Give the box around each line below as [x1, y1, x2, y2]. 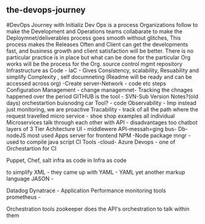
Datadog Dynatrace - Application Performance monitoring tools [6, 187, 166, 194]
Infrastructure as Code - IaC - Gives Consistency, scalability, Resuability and [6, 67, 199, 74]
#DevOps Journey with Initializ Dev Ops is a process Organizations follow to [6, 21, 198, 28]
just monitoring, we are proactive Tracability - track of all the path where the [6, 105, 199, 113]
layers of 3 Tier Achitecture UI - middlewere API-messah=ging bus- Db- [6, 125, 188, 132]
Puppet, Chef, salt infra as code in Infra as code [6, 156, 127, 164]
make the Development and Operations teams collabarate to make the [6, 28, 182, 35]
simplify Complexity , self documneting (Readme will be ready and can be [6, 73, 192, 80]
